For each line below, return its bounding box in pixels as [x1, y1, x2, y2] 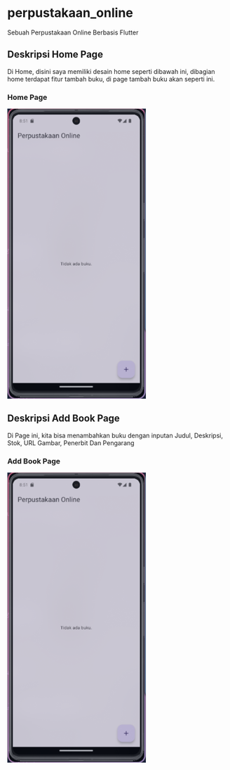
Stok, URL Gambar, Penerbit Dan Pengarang [7, 438, 135, 447]
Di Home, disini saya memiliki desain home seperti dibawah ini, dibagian [7, 67, 215, 75]
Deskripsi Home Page [7, 49, 104, 60]
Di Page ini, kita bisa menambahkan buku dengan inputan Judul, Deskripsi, [7, 431, 223, 439]
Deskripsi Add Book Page [7, 413, 121, 425]
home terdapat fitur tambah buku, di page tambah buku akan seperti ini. [7, 75, 215, 83]
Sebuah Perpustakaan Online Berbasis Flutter [7, 28, 139, 37]
